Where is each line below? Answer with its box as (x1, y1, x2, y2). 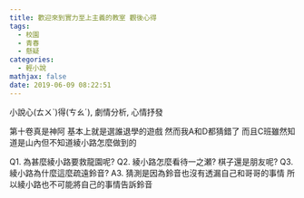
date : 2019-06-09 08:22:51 (9, 80, 112, 90)
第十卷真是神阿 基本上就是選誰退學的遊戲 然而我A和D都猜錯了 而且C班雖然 (9, 126, 288, 137)
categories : (9, 55, 54, 64)
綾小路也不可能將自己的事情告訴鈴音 (16, 178, 152, 190)
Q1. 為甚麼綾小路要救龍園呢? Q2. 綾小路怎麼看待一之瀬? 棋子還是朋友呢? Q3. (9, 156, 293, 167)
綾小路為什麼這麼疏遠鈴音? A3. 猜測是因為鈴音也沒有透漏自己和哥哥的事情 (9, 167, 286, 178)
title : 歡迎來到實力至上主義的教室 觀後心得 (9, 13, 157, 23)
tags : (9, 22, 30, 31)
